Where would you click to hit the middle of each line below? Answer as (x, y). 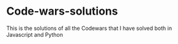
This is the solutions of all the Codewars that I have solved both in (89, 28)
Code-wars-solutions (62, 11)
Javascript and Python (35, 34)
